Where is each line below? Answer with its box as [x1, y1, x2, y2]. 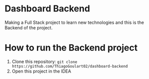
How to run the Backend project [4, 42, 138, 54]
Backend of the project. [4, 24, 53, 30]
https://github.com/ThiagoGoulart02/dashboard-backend [11, 64, 128, 69]
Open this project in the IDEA [11, 68, 72, 74]
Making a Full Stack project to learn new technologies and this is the [4, 19, 145, 25]
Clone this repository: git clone [11, 58, 77, 65]
